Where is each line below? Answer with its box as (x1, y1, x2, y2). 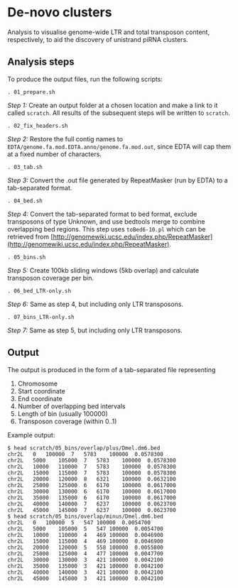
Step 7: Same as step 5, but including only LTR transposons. (7, 326, 183, 334)
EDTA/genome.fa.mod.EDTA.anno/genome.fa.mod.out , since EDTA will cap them (7, 142, 232, 151)
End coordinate (17, 394, 63, 403)
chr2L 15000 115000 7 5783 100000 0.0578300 (7, 469, 176, 477)
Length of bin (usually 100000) (17, 409, 108, 418)
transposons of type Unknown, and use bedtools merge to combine (7, 217, 205, 226)
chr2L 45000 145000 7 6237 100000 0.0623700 (7, 506, 176, 513)
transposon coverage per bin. (7, 273, 94, 282)
